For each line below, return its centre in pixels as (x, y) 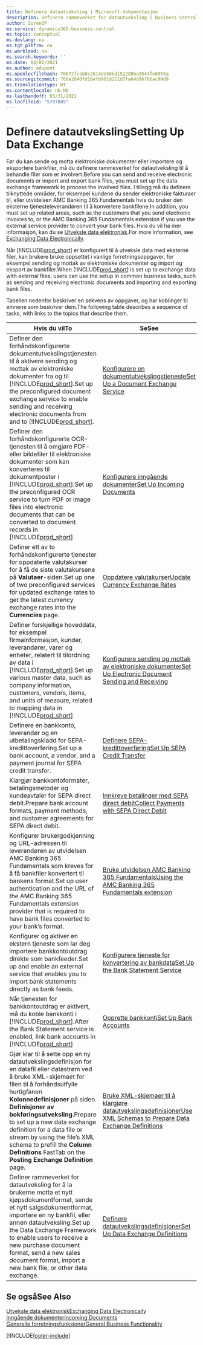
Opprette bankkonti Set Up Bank (147, 1017)
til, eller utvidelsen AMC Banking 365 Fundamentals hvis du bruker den (95, 199)
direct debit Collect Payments (143, 803)
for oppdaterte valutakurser (48, 562)
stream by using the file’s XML (52, 1137)
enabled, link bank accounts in (52, 1036)
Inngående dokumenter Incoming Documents (62, 1318)
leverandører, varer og (41, 647)
